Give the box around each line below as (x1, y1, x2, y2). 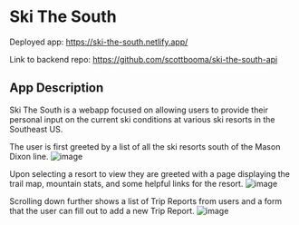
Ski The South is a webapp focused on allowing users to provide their (9, 104, 269, 115)
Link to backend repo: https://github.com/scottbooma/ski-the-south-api (9, 54, 278, 64)
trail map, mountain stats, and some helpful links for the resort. (9, 178, 244, 189)
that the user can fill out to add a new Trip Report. (9, 205, 195, 216)
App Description (9, 80, 104, 96)
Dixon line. (9, 151, 49, 161)
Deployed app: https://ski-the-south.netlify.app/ (9, 36, 188, 47)
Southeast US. (9, 123, 63, 134)
